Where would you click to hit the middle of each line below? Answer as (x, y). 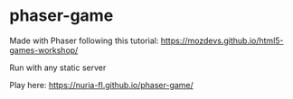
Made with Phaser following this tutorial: (84, 40)
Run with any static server (58, 67)
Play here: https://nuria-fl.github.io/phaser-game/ (102, 85)
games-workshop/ (44, 49)
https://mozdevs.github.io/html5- (222, 40)
